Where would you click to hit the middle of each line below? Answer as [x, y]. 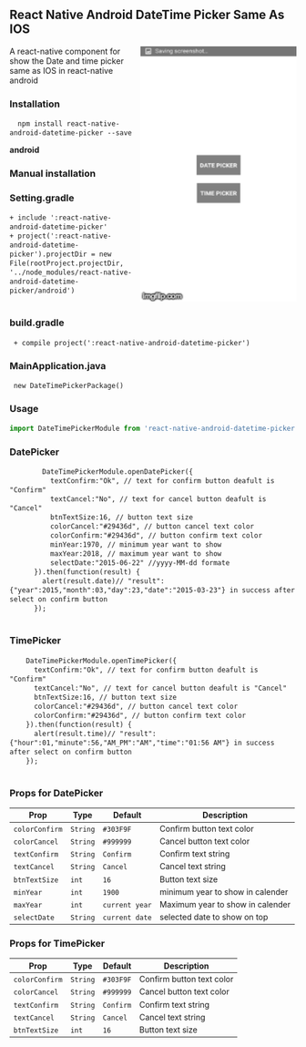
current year [127, 906]
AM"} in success [244, 743]
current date [127, 918]
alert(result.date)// [83, 581]
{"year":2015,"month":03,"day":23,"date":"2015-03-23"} [117, 590]
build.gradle [37, 323]
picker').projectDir [49, 254]
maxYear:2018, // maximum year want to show [136, 554]
